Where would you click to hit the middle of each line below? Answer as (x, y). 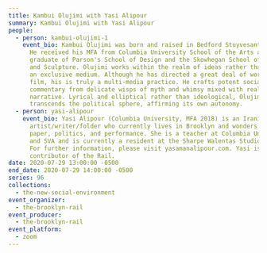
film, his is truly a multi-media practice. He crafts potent (134, 82)
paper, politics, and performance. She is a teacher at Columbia (139, 133)
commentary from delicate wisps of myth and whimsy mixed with (136, 89)
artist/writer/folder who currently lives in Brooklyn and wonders (143, 126)
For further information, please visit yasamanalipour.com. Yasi (139, 148)
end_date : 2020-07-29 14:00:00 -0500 (71, 171)
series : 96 (26, 178)
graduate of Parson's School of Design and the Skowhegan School (139, 60)
